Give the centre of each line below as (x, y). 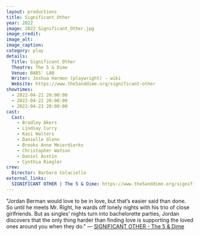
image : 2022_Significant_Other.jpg (50, 28)
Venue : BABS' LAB (33, 73)
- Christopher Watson (43, 151)
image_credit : (24, 34)
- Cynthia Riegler (40, 162)
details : (17, 56)
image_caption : (25, 45)
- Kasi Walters (36, 134)
